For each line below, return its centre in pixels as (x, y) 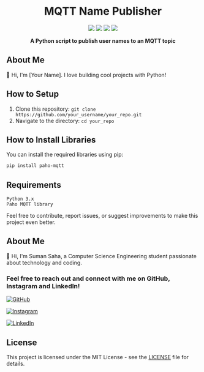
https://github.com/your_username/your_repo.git (78, 114)
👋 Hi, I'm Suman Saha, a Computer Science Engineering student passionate (102, 256)
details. (16, 363)
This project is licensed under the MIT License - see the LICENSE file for (97, 357)
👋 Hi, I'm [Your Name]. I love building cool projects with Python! (86, 75)
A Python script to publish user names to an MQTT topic (103, 40)
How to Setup (33, 94)
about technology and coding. (44, 262)
